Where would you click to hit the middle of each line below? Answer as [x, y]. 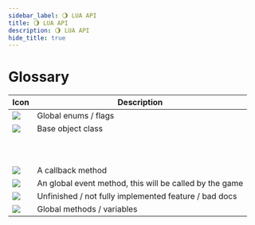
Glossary [39, 77]
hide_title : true [37, 38]
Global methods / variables [87, 209]
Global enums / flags [76, 116]
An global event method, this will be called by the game [140, 184]
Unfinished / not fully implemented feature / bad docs [137, 196]
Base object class [70, 129]
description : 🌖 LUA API [49, 30]
